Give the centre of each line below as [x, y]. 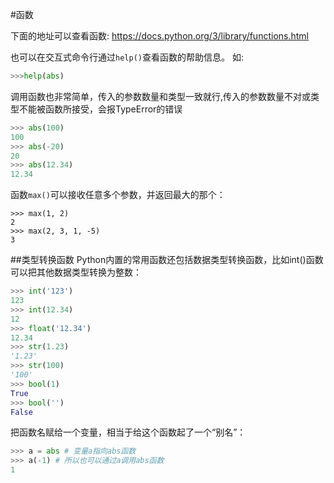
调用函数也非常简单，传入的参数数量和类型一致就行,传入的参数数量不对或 [161, 96]
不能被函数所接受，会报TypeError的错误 [100, 109]
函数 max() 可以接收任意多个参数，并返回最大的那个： [118, 195]
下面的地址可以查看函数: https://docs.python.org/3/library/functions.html [159, 36]
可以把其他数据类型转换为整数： [76, 272]
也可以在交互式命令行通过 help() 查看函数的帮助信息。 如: [127, 57]
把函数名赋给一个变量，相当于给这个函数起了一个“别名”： [128, 432]
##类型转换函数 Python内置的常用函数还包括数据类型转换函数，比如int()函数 [167, 260]
